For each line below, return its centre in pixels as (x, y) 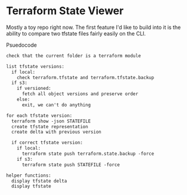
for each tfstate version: (39, 116)
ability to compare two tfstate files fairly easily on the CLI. (76, 33)
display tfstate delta (39, 181)
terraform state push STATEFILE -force (70, 165)
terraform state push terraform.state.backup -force (88, 154)
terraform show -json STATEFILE (51, 121)
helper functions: (29, 175)
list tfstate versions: (35, 66)
